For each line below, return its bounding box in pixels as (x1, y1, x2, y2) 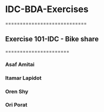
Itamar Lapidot (5, 74, 42, 81)
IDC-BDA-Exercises (5, 4, 89, 15)
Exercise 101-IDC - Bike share (5, 35, 99, 43)
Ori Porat (5, 101, 28, 108)
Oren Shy (5, 88, 29, 95)
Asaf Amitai (5, 61, 35, 68)
